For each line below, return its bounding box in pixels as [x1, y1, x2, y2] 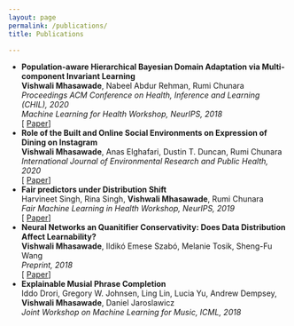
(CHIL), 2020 [20, 99, 69, 110]
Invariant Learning [66, 71, 136, 82]
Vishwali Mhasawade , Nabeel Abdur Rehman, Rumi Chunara [20, 81, 244, 91]
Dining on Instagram [20, 137, 98, 147]
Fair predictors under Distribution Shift [20, 184, 167, 195]
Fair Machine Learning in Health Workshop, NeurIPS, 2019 [20, 203, 236, 214]
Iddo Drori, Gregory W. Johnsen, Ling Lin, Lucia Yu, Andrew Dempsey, [20, 288, 278, 298]
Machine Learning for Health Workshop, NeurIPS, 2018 [20, 108, 223, 120]
